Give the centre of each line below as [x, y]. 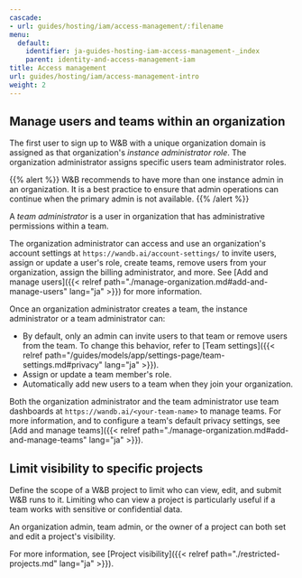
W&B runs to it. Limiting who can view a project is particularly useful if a [142, 500]
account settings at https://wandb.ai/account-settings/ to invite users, [143, 253]
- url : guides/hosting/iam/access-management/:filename [116, 26]
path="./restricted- [245, 554]
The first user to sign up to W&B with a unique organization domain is [137, 143]
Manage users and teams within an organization [147, 121]
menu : [19, 34]
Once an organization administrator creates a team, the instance [128, 309]
